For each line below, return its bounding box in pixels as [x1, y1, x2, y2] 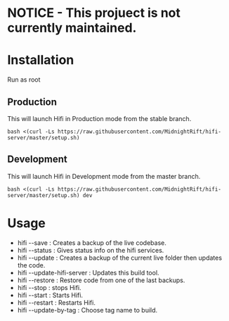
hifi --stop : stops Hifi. [17, 283, 82, 291]
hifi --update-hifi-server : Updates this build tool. [17, 268, 159, 277]
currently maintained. [7, 20, 137, 36]
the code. [17, 260, 46, 269]
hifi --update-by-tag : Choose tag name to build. [17, 306, 158, 314]
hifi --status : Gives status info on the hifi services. [17, 246, 164, 254]
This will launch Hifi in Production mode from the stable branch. [7, 114, 192, 122]
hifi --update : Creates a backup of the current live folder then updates [17, 253, 223, 262]
